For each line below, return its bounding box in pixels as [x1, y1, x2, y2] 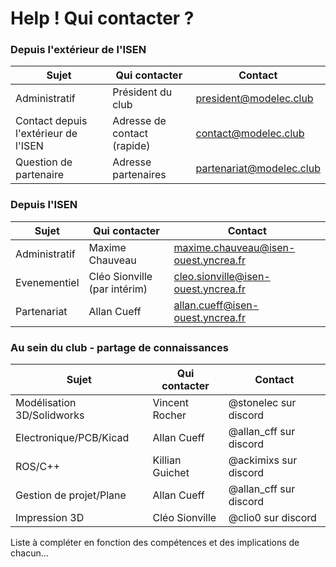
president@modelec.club [195, 92, 314, 106]
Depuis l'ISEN [10, 198, 78, 212]
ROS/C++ [15, 460, 60, 474]
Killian [152, 453, 182, 467]
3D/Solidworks [15, 408, 85, 422]
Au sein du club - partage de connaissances [10, 340, 229, 354]
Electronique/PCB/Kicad [15, 431, 130, 445]
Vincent [152, 396, 190, 410]
